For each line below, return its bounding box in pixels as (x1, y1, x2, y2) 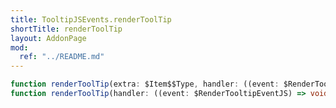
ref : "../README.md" (19, 52, 105, 62)
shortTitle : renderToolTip (10, 24, 123, 34)
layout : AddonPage (10, 33, 87, 43)
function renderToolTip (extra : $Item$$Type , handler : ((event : (10, 79, 280, 90)
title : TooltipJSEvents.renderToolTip (10, 14, 172, 25)
